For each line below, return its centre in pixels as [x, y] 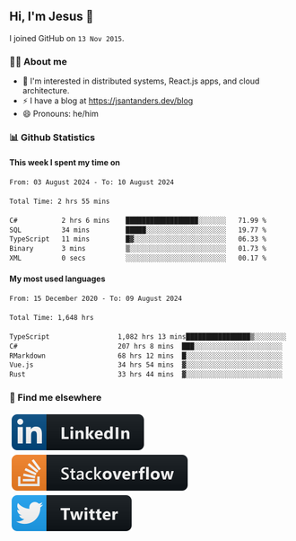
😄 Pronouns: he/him [60, 114]
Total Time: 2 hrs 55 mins [60, 201]
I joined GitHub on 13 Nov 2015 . [67, 38]
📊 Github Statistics [52, 137]
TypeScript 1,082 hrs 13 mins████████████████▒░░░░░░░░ [148, 337]
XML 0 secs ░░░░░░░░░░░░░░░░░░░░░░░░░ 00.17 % [138, 258]
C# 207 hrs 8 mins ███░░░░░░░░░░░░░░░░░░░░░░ [146, 346]
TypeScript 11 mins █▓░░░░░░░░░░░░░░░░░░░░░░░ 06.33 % [138, 239]
